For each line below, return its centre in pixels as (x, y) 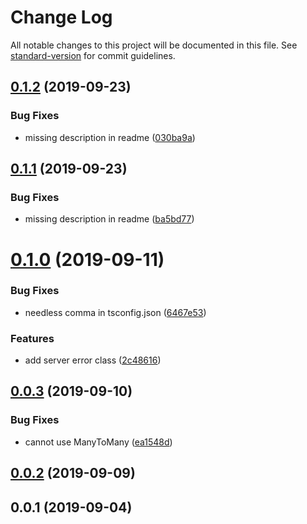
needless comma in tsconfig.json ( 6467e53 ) (115, 312)
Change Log (61, 17)
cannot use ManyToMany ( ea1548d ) (98, 442)
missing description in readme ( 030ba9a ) (110, 137)
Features (32, 338)
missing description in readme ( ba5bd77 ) (109, 219)
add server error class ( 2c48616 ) (93, 360)
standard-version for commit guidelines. (93, 55)
